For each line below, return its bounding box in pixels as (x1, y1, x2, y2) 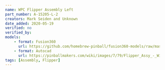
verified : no (5, 26, 32, 31)
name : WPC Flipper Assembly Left (5, 7, 74, 12)
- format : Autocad (14, 48, 52, 53)
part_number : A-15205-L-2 (5, 12, 58, 17)
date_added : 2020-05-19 (5, 21, 54, 26)
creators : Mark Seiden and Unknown (5, 16, 78, 21)
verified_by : (5, 30, 32, 35)
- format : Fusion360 (14, 39, 56, 44)
